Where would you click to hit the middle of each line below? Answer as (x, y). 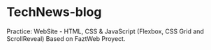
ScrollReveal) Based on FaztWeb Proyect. (66, 38)
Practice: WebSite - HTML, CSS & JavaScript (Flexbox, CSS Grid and (105, 31)
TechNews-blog (54, 12)
